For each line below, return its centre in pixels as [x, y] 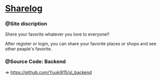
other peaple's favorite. [29, 49]
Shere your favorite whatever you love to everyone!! [57, 34]
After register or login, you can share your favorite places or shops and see [81, 44]
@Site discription [26, 24]
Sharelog [24, 9]
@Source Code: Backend [35, 61]
